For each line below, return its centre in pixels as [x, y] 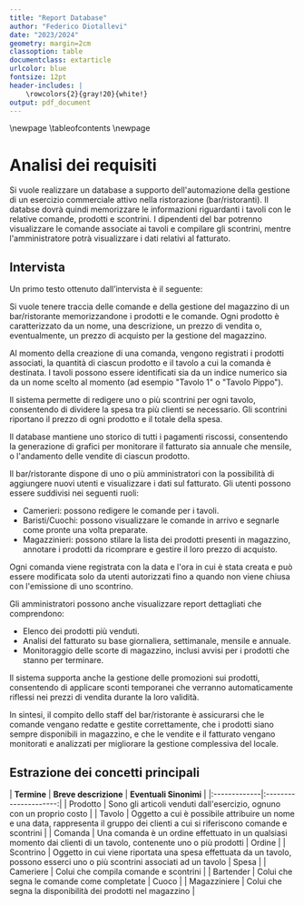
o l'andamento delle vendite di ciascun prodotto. [100, 457]
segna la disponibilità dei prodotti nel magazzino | [102, 890]
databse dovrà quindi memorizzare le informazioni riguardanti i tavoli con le [151, 209]
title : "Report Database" [58, 18]
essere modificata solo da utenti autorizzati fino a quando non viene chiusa [150, 577]
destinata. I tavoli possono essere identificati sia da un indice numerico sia [148, 373]
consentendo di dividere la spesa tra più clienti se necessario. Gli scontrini [148, 409]
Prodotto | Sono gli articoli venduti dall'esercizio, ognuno [175, 804]
